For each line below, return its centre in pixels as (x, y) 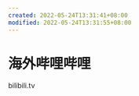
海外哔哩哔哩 (50, 64)
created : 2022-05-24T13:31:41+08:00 (68, 15)
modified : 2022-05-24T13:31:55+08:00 (70, 23)
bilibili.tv (22, 86)
